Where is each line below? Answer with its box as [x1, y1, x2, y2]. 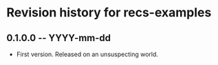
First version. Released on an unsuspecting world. [16, 50, 159, 58]
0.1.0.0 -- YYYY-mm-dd [6, 32, 111, 44]
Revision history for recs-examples [6, 5, 212, 21]
